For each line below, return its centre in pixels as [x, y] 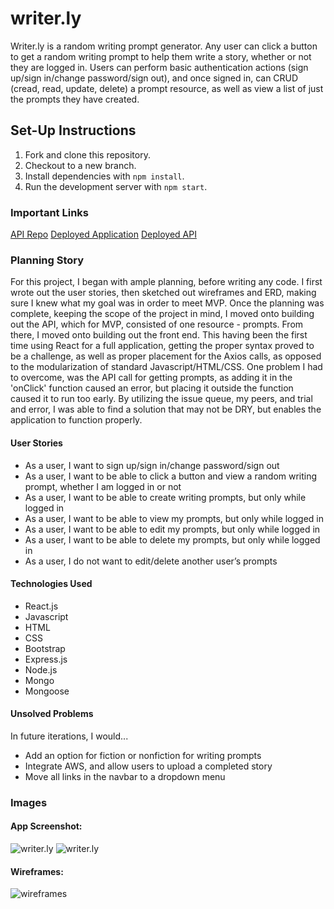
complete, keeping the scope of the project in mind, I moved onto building [162, 314]
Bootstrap [45, 648]
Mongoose [47, 691]
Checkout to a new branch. [80, 165]
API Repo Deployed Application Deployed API [103, 234]
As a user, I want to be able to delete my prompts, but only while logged [172, 539]
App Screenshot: [46, 826]
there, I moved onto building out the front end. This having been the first [159, 335]
